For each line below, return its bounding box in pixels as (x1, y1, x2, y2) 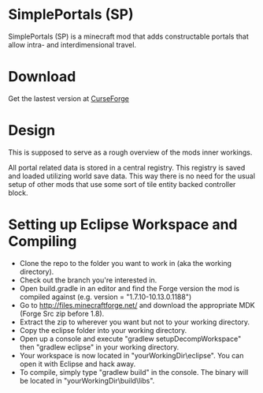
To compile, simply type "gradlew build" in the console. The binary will (19, 367, 249, 376)
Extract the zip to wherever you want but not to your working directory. (19, 317, 250, 327)
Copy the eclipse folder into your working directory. (19, 325, 187, 335)
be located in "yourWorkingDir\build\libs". (19, 376, 155, 385)
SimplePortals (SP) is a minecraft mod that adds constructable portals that (8, 32, 250, 41)
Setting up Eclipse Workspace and (8, 215, 238, 234)
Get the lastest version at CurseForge (8, 93, 130, 103)
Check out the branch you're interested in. (19, 275, 157, 285)
